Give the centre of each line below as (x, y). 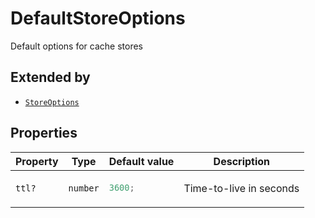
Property (37, 161)
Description (242, 161)
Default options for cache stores (76, 46)
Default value (141, 161)
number (84, 188)
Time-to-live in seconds (241, 188)
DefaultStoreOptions (98, 18)
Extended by (50, 77)
